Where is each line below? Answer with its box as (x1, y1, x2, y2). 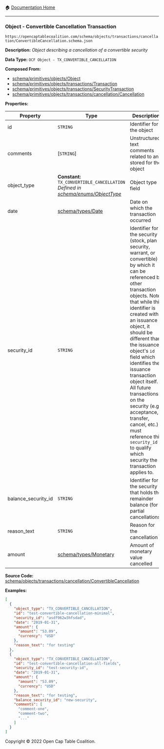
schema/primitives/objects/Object (12, 76, 81, 81)
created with (130, 311, 159, 318)
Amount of (130, 542, 154, 549)
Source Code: (5, 573, 34, 579)
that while (130, 299, 153, 306)
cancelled (130, 560, 153, 567)
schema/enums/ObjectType (58, 191, 122, 198)
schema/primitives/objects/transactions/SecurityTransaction (12, 86, 134, 92)
